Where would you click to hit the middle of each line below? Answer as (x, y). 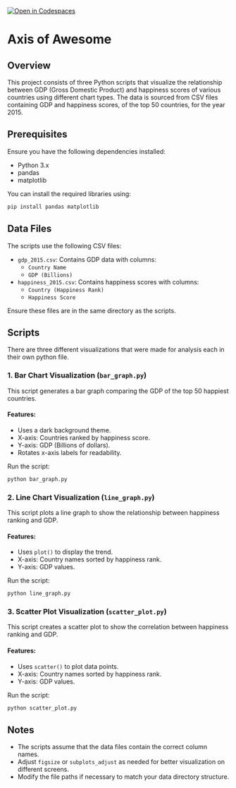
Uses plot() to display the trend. (65, 552)
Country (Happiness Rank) (66, 290)
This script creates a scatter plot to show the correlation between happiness (118, 627)
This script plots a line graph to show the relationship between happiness (113, 512)
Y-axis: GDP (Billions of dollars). (64, 445)
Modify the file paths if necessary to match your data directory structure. (123, 777)
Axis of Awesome (60, 40)
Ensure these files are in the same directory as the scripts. (92, 310)
